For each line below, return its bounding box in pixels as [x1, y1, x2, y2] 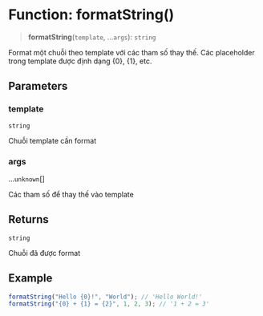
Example [8, 271, 53, 286]
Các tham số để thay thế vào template [8, 189, 134, 199]
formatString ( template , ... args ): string [27, 32, 156, 42]
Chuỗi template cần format [8, 136, 97, 145]
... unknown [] [8, 174, 46, 184]
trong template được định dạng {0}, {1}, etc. [8, 56, 152, 66]
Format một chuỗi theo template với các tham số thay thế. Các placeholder [8, 47, 255, 57]
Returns [8, 213, 50, 226]
